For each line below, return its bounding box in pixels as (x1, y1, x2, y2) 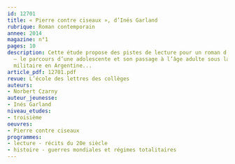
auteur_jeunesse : (7, 95, 58, 102)
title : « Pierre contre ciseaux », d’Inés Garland (7, 17, 158, 24)
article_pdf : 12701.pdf (7, 68, 77, 75)
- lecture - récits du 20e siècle (7, 140, 108, 147)
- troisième (7, 114, 42, 121)
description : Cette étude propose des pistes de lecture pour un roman (7, 50, 220, 57)
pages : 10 (7, 43, 36, 50)
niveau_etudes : (7, 107, 52, 114)
